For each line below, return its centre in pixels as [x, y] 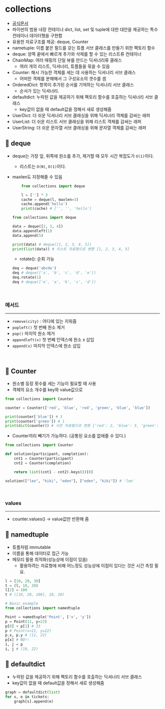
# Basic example [22, 604]
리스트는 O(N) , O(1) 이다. [43, 166]
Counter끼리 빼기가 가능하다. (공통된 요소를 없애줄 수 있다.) [69, 436]
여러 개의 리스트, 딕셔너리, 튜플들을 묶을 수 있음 [65, 66]
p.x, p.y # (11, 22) [26, 635]
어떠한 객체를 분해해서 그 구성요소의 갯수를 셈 [63, 78]
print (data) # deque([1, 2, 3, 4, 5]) [52, 244]
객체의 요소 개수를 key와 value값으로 [47, 390]
